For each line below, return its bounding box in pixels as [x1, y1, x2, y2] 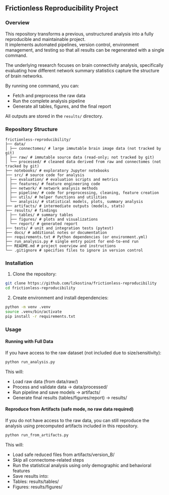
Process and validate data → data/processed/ [12, 384, 107, 390]
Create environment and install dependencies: [12, 295, 108, 301]
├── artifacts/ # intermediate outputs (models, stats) [5, 203, 125, 209]
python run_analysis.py [5, 359, 55, 364]
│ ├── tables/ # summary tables [5, 212, 73, 217]
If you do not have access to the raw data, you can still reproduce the [5, 417, 150, 423]
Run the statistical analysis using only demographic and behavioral [12, 462, 151, 468]
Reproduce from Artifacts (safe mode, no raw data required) [5, 406, 134, 412]
